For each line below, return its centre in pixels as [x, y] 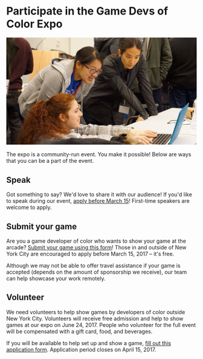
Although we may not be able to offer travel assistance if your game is [93, 266]
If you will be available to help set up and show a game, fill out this [89, 343]
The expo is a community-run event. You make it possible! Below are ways [99, 154]
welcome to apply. [29, 208]
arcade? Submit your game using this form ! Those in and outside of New [96, 248]
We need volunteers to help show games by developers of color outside [96, 312]
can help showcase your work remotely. [56, 278]
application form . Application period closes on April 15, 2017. [81, 349]
